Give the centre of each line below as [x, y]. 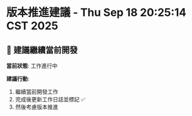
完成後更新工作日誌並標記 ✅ [50, 99]
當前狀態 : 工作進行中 [32, 66]
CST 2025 [32, 26]
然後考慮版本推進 [37, 107]
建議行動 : [18, 79]
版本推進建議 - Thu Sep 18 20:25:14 [97, 13]
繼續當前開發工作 [37, 92]
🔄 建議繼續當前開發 [42, 50]
